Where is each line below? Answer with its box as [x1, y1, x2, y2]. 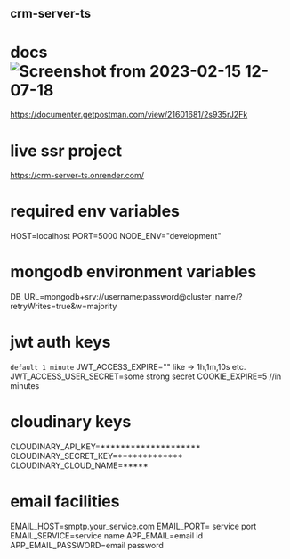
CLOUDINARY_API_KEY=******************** [10, 441, 201, 452]
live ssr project [10, 141, 123, 160]
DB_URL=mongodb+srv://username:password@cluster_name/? [10, 292, 243, 302]
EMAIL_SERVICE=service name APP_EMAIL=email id [10, 530, 204, 541]
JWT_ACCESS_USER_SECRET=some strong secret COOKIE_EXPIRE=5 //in [10, 371, 282, 382]
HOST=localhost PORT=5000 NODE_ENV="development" [10, 231, 222, 242]
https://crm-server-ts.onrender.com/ [10, 170, 145, 181]
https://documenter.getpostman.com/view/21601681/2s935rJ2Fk [10, 110, 248, 120]
